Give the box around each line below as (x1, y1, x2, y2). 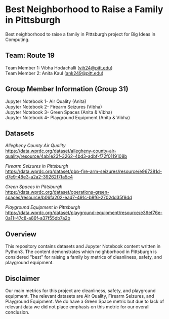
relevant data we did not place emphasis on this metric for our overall (5, 304, 150, 310)
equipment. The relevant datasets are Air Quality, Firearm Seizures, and (5, 293, 154, 299)
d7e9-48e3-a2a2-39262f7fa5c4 (5, 174, 73, 180)
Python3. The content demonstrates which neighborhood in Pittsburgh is (5, 249, 157, 255)
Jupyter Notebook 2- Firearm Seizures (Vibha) (5, 103, 102, 110)
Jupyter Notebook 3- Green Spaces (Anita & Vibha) (5, 109, 112, 115)
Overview (5, 230, 37, 238)
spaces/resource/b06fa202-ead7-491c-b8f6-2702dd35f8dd (5, 194, 133, 201)
